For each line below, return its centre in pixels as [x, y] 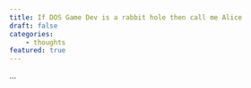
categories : [31, 34]
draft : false [34, 26]
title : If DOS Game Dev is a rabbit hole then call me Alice [126, 17]
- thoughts [46, 42]
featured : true [38, 51]
